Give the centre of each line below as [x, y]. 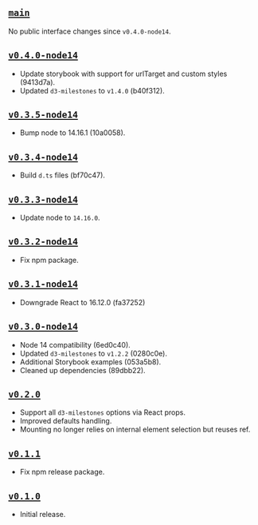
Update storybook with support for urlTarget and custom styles [123, 74]
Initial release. [43, 514]
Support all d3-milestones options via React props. [102, 412]
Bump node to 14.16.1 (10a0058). [72, 133]
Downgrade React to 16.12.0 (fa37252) [82, 302]
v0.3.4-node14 [43, 157]
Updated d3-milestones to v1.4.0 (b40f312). [92, 90]
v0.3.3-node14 [43, 199]
